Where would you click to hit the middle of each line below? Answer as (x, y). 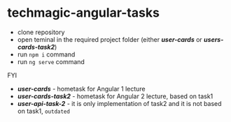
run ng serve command (51, 61)
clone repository (41, 32)
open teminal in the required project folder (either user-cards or (110, 39)
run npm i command (46, 54)
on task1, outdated (43, 111)
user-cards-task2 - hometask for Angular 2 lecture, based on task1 (115, 96)
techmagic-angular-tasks (83, 13)
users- (214, 39)
